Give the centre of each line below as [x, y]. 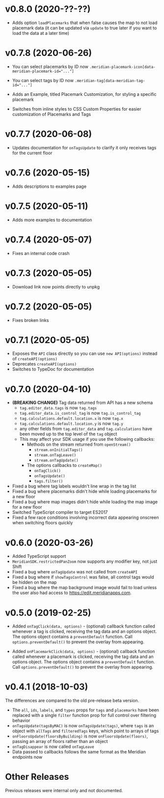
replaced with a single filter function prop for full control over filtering [84, 715]
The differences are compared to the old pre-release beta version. [72, 701]
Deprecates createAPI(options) [44, 364]
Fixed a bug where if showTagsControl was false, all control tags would [83, 577]
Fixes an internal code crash [41, 253]
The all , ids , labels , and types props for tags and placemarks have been [86, 710]
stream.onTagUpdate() [56, 460]
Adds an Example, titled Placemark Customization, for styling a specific [84, 94]
